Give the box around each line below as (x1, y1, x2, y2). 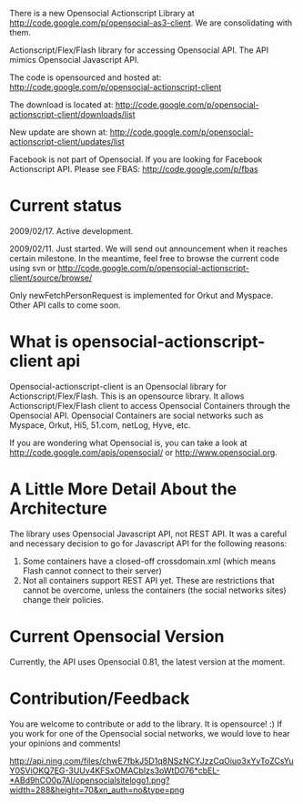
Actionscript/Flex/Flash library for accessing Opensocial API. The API (9, 45, 269, 56)
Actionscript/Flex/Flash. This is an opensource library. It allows (9, 391, 245, 402)
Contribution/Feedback (9, 687, 190, 708)
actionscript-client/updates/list (9, 137, 125, 147)
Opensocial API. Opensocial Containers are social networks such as (9, 410, 264, 421)
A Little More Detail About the (9, 479, 237, 500)
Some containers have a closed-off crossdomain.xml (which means (22, 555, 276, 566)
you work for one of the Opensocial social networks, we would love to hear (9, 728, 291, 738)
